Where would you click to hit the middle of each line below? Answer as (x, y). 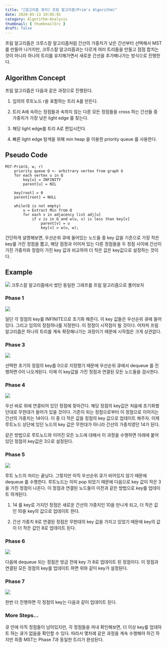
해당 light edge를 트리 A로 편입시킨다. (49, 128)
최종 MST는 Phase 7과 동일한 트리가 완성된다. (59, 640)
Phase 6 (15, 541)
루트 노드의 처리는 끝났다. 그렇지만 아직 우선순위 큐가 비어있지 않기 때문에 (76, 475)
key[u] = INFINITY (42, 180)
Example (19, 272)
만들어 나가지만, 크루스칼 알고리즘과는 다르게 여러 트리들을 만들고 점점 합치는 (84, 49)
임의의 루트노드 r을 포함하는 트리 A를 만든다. (55, 101)
